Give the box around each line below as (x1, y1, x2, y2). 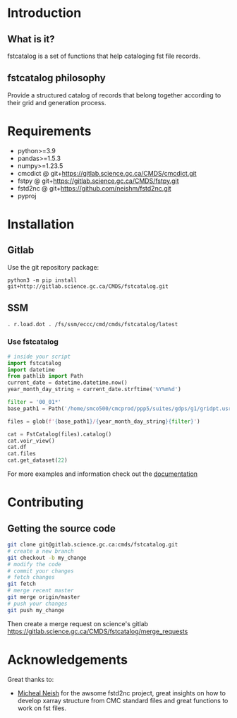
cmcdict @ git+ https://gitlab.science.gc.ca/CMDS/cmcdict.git (17, 169, 197, 177)
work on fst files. (17, 704, 67, 712)
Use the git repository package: (7, 263, 99, 271)
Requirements (7, 124, 92, 139)
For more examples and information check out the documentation (7, 469, 198, 478)
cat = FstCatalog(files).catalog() (7, 431, 112, 438)
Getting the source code (7, 522, 116, 534)
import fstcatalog (7, 359, 61, 366)
